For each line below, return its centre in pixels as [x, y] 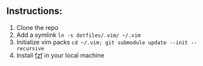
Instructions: [35, 11]
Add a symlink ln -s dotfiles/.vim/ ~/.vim [78, 35]
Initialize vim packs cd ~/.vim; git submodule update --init [102, 42]
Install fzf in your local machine [60, 55]
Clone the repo [37, 27]
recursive [30, 48]
